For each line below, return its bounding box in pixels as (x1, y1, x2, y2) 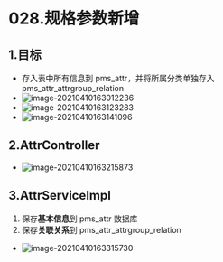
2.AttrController (8, 137, 100, 154)
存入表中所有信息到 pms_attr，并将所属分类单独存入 (21, 73, 215, 83)
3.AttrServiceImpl (8, 188, 112, 203)
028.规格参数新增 (8, 8, 140, 29)
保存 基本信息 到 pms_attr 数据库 (21, 213, 138, 224)
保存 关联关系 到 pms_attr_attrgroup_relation (21, 224, 181, 235)
